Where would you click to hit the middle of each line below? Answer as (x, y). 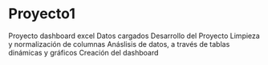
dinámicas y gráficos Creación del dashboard (83, 52)
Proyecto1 (42, 14)
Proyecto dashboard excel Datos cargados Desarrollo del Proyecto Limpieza (134, 36)
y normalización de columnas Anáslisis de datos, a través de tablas (119, 44)
